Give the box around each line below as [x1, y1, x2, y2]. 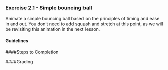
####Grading [5, 58, 33, 64]
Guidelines [5, 37, 29, 44]
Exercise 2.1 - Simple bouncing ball [5, 4, 92, 11]
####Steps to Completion [5, 49, 59, 55]
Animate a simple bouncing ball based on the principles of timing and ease [5, 16, 160, 22]
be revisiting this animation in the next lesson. [5, 26, 100, 32]
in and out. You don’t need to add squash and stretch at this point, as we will [5, 21, 163, 27]
